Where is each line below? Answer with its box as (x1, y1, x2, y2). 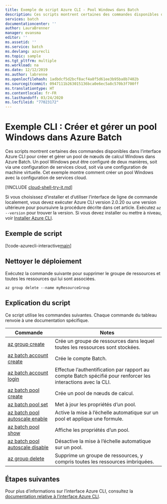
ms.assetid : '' (5, 40, 37, 45)
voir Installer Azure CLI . (5, 215, 53, 221)
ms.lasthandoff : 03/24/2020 (5, 95, 64, 100)
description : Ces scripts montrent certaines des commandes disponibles (5, 12, 159, 17)
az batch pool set (7, 401, 48, 408)
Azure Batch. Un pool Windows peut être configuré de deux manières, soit (5, 159, 158, 165)
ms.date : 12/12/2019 (5, 68, 48, 73)
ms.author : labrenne (5, 72, 48, 77)
